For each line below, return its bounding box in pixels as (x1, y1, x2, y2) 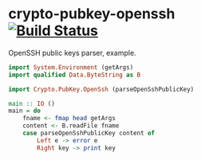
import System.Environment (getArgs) (8, 63, 134, 72)
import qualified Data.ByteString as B (8, 71, 141, 79)
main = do (8, 107, 41, 115)
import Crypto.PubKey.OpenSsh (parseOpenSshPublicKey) (8, 85, 195, 93)
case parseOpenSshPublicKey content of (22, 129, 156, 138)
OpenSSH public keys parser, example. (8, 48, 137, 57)
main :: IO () (8, 100, 56, 107)
